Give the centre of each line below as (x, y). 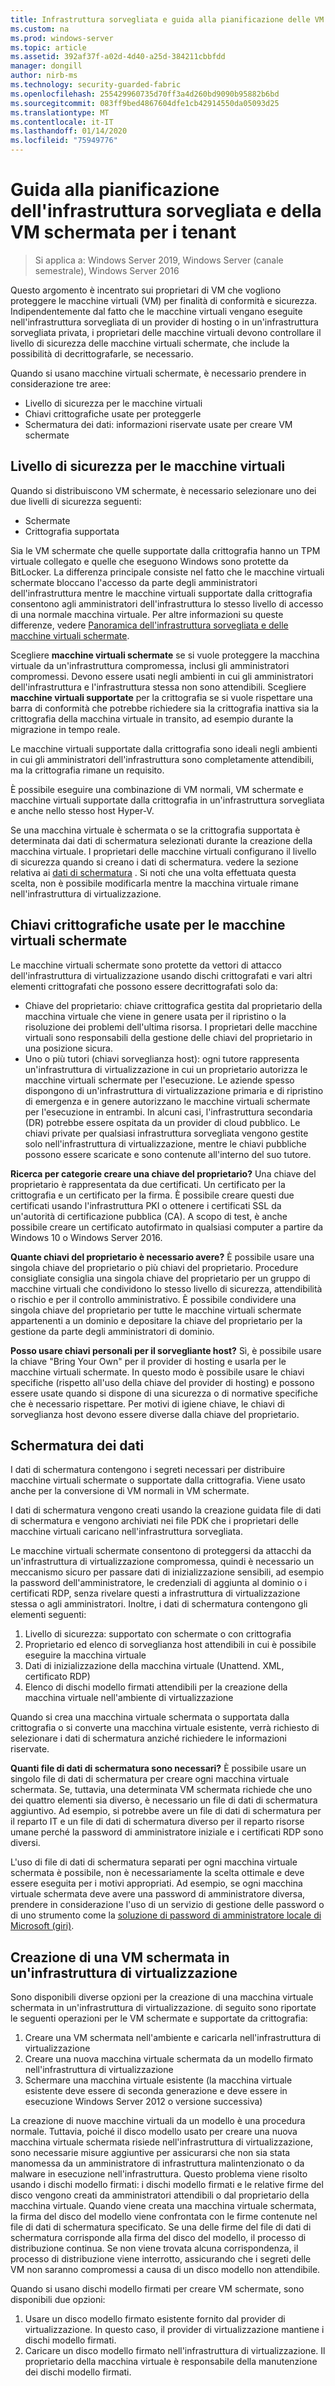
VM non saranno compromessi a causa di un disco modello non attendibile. (165, 2270)
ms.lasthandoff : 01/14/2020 (69, 131)
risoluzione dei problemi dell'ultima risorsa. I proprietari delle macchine (171, 1027)
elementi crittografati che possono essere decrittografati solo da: (144, 986)
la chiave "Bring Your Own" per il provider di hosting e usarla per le (148, 1361)
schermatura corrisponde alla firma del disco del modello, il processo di (158, 2238)
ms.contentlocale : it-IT (62, 122)
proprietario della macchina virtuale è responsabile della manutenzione (171, 2362)
